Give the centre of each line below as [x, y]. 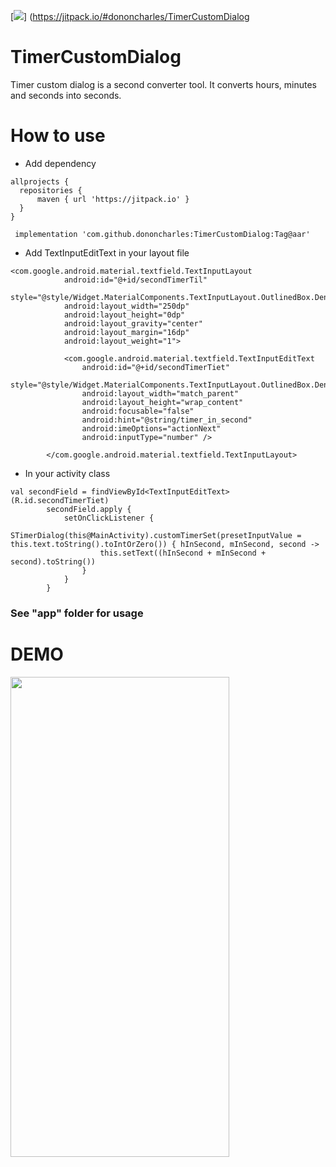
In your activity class [67, 473]
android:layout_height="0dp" [124, 315]
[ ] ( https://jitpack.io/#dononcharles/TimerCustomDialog [130, 16]
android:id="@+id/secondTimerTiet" [155, 367]
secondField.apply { [89, 509]
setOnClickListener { [109, 518]
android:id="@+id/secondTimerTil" [135, 280]
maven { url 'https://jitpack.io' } [113, 199]
